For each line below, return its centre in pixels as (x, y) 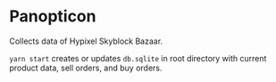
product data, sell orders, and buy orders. (86, 68)
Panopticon (53, 16)
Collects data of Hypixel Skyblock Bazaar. (86, 41)
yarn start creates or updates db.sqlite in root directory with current (138, 58)
